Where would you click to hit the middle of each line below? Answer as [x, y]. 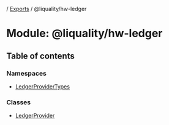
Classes [19, 102]
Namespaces [27, 73]
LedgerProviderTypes [43, 86]
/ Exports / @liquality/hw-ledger [47, 9]
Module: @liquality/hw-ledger [85, 34]
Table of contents [40, 56]
